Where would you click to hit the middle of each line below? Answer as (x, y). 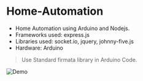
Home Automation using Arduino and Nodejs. (72, 28)
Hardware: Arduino (39, 48)
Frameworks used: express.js (52, 34)
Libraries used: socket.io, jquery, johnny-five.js (74, 41)
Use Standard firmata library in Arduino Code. (79, 60)
